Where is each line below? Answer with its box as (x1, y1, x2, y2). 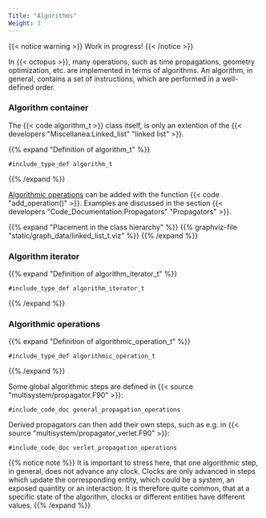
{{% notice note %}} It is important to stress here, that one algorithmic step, (8, 458, 259, 467)
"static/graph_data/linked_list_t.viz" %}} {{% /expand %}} (8, 230, 199, 241)
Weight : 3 (8, 19, 42, 27)
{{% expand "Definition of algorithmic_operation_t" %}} (8, 337, 191, 346)
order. (35, 82, 55, 92)
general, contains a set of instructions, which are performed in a (8, 74, 220, 83)
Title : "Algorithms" (8, 11, 78, 20)
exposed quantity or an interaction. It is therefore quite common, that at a (8, 484, 250, 493)
